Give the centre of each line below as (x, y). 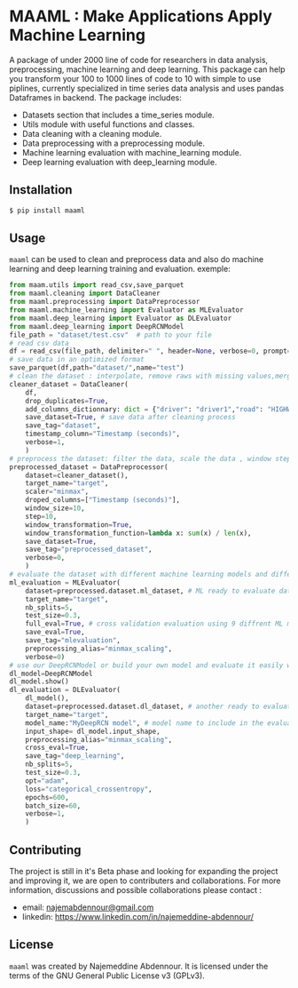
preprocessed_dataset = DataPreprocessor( (89, 467)
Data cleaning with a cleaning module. (92, 133)
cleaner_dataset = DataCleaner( (69, 384)
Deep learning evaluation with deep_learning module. (119, 162)
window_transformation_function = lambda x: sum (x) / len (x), (138, 533)
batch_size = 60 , (53, 806)
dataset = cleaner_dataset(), (77, 475)
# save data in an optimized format (77, 360)
